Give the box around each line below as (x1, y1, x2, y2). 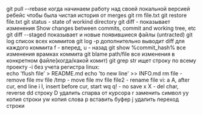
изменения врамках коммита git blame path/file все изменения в (6, 51, 175, 57)
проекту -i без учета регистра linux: (6, 63, 100, 71)
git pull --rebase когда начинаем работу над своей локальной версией (6, 5, 190, 12)
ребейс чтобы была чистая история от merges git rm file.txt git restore (6, 12, 187, 19)
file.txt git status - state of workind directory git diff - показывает (6, 18, 170, 25)
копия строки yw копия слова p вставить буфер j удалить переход (6, 96, 179, 103)
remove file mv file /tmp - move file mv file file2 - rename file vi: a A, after (6, 76, 190, 83)
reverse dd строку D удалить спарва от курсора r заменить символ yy (6, 89, 189, 96)
